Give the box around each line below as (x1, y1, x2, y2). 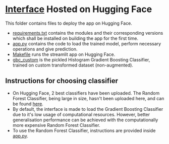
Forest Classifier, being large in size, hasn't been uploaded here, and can (12, 95, 164, 101)
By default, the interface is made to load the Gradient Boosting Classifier (12, 106, 163, 112)
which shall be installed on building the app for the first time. (12, 35, 139, 41)
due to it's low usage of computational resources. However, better (12, 111, 150, 117)
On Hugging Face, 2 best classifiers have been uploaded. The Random (12, 90, 160, 96)
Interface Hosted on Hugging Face (5, 4, 152, 15)
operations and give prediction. (12, 46, 78, 52)
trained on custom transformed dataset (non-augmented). (12, 62, 134, 68)
